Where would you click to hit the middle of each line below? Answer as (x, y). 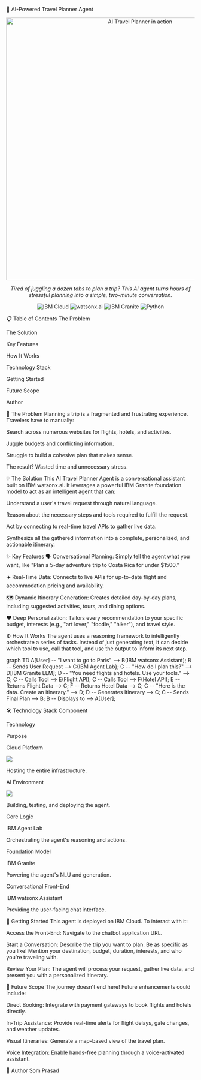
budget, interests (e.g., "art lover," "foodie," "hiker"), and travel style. (91, 624)
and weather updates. (33, 1029)
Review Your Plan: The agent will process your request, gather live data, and (100, 969)
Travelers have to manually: (40, 420)
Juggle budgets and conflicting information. (60, 443)
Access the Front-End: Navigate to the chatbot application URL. (84, 933)
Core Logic (20, 817)
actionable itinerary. (31, 544)
